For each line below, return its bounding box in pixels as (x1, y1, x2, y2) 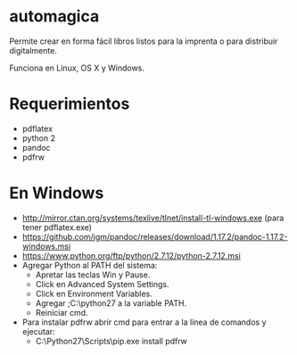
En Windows (9, 183, 104, 203)
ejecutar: (21, 326, 55, 336)
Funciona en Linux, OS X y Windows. (9, 62, 145, 73)
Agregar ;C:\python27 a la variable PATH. (35, 297, 187, 309)
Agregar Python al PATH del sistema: (21, 260, 158, 270)
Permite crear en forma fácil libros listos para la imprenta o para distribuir (9, 36, 278, 46)
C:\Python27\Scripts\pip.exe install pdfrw (35, 335, 187, 346)
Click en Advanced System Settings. (35, 278, 169, 289)
